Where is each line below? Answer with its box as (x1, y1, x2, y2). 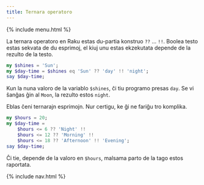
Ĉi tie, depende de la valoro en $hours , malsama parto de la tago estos (6, 154, 183, 162)
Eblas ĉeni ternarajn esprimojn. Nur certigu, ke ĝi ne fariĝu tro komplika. (6, 103, 188, 111)
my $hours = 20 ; (6, 115, 48, 121)
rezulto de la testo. (6, 50, 54, 58)
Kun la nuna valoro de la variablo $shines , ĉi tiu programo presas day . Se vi (6, 85, 194, 92)
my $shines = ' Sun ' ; (6, 62, 59, 68)
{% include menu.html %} (6, 26, 71, 33)
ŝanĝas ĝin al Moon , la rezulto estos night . (6, 91, 111, 98)
